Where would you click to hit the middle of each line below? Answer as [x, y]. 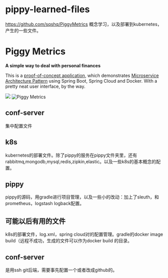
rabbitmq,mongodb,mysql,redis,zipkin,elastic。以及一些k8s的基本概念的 [81, 161]
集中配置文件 [19, 125]
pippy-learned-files [48, 9]
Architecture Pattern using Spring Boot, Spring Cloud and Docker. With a [81, 81]
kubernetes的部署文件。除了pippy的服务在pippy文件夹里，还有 [71, 155]
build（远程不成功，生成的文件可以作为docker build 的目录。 [69, 241]
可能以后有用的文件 [35, 221]
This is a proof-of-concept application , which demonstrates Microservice [82, 75]
